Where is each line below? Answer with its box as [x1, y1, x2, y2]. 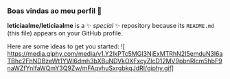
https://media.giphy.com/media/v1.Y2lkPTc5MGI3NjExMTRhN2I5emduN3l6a [7, 50, 223, 58]
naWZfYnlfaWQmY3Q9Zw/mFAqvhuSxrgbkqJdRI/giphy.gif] [7, 64, 174, 72]
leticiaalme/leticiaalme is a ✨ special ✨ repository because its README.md [7, 22, 214, 30]
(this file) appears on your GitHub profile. [7, 29, 124, 37]
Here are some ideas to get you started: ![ [7, 42, 126, 50]
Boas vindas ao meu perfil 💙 [7, 6, 102, 16]
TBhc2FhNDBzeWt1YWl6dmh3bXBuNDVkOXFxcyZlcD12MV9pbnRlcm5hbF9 [7, 57, 222, 65]
